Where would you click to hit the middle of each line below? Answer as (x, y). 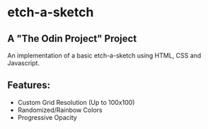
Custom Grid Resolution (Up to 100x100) (76, 102)
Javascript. (24, 63)
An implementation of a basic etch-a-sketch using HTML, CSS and (104, 55)
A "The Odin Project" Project (72, 39)
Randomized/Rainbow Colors (60, 110)
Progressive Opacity (47, 117)
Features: (29, 85)
